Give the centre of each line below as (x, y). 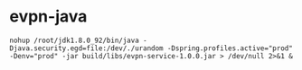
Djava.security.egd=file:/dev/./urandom (87, 48)
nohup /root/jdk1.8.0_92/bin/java (75, 40)
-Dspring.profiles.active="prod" (230, 48)
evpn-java (48, 17)
